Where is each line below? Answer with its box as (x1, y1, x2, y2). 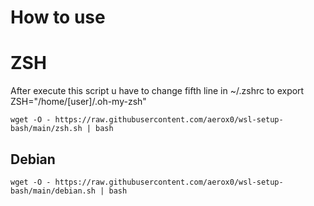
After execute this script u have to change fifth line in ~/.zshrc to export (10, 85, 305, 97)
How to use (10, 6, 106, 29)
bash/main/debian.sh (10, 186, 97, 196)
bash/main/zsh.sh (10, 124, 83, 134)
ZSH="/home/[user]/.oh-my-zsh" (10, 96, 147, 108)
